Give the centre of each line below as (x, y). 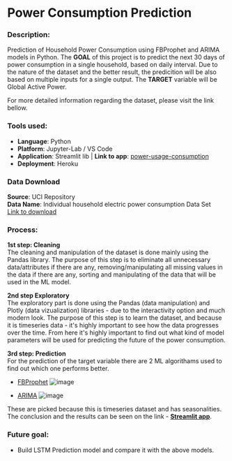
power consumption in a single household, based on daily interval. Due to (113, 65)
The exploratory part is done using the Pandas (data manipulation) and (109, 303)
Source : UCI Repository (41, 197)
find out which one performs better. (58, 369)
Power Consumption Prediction (100, 13)
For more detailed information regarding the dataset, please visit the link (111, 101)
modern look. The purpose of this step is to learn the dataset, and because (115, 318)
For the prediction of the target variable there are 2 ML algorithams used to (115, 361)
